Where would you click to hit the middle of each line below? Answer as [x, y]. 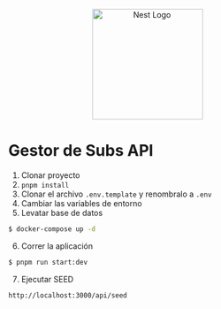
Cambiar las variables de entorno [81, 203]
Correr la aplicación [57, 246]
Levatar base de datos [62, 212]
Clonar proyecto [50, 175]
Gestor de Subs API [81, 151]
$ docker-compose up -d [52, 229]
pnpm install [45, 185]
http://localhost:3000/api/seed [68, 295]
